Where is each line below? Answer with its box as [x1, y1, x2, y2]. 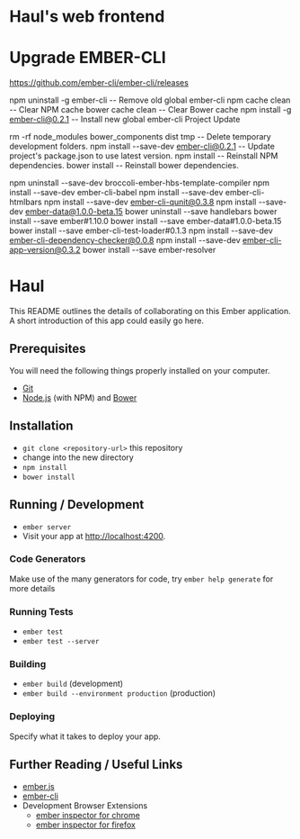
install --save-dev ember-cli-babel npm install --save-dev [9, 187, 224, 198]
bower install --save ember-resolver [82, 245, 216, 256]
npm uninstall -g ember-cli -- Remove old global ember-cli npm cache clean [9, 95, 291, 105]
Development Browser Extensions [22, 799, 148, 811]
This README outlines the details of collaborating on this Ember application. [9, 306, 291, 317]
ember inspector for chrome [35, 809, 141, 820]
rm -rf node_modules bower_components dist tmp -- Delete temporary [9, 131, 271, 142]
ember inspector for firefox [35, 819, 137, 830]
